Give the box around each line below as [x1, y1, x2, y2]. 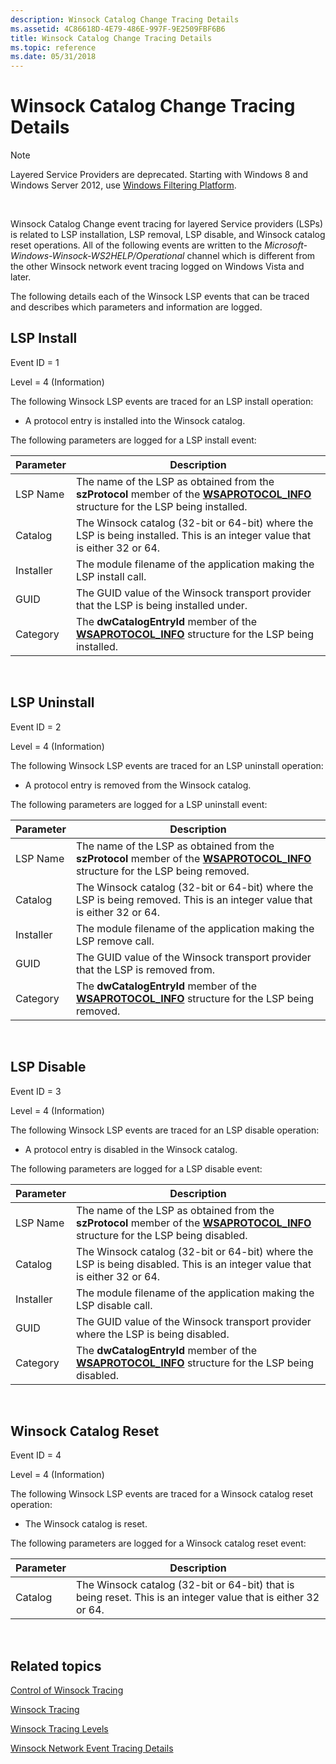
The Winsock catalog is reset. [24, 1518, 148, 1530]
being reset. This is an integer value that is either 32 [75, 1591, 320, 1605]
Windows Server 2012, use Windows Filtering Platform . [10, 179, 237, 191]
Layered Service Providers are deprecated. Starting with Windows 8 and [10, 169, 309, 181]
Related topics [10, 1657, 102, 1675]
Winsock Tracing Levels [10, 1723, 109, 1735]
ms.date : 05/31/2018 [10, 52, 97, 62]
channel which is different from [186, 250, 316, 262]
